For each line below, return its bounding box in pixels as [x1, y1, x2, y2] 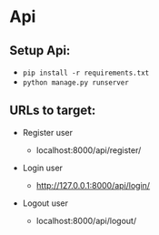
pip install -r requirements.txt [22, 68, 150, 77]
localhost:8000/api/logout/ [35, 215, 137, 226]
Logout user [22, 198, 68, 209]
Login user [22, 162, 64, 173]
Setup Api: [9, 43, 71, 58]
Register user [22, 127, 74, 138]
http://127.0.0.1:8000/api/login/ [35, 179, 151, 190]
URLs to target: [9, 103, 96, 118]
